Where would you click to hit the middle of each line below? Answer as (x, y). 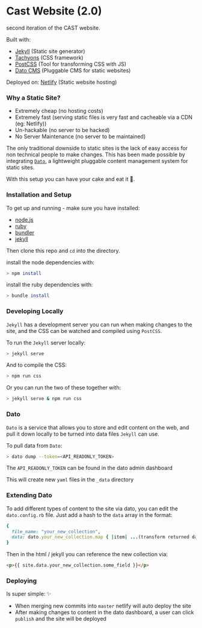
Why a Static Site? (34, 98)
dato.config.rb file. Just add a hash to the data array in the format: (89, 515)
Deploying (22, 580)
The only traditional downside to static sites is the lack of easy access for (97, 148)
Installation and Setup (39, 195)
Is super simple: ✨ (29, 594)
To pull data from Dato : (34, 445)
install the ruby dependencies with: (50, 285)
